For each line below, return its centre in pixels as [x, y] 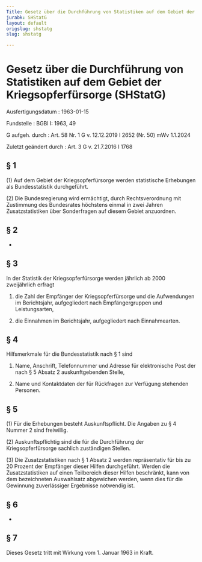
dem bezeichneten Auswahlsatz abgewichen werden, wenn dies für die [95, 479]
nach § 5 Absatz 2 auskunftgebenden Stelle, [70, 372]
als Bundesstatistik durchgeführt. [47, 186]
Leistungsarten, [34, 309]
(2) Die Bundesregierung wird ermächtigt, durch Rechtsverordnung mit [94, 198]
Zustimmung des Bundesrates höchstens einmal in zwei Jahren [85, 204]
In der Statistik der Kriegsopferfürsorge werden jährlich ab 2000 [86, 278]
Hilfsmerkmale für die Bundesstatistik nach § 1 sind [69, 354]
